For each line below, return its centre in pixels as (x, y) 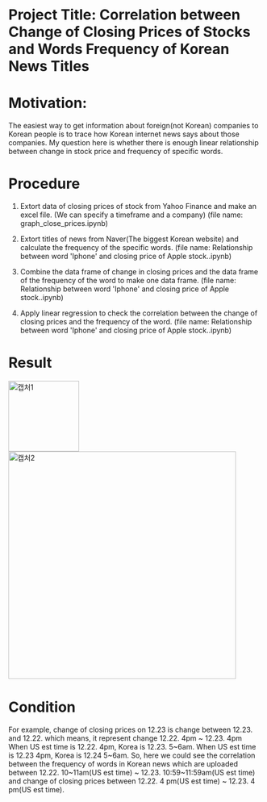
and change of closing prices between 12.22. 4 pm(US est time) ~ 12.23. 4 (132, 781)
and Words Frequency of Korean (119, 49)
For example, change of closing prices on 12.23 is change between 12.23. (131, 729)
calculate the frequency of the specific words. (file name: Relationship (136, 248)
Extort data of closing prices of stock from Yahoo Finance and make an (138, 207)
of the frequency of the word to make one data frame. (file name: (128, 281)
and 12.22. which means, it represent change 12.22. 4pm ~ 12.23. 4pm (125, 738)
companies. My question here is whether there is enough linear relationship (134, 143)
